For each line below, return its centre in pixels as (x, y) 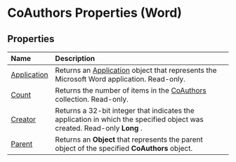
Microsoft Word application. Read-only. (120, 79)
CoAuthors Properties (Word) (95, 13)
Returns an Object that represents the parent (129, 140)
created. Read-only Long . (99, 128)
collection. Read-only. (92, 99)
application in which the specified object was (129, 119)
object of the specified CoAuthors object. (124, 148)
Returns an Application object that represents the (136, 70)
